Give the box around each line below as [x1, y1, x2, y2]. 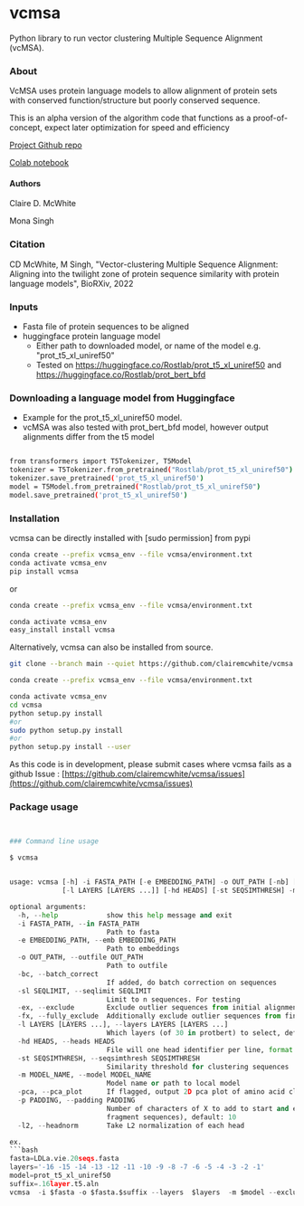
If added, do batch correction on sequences [106, 978, 278, 987]
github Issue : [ [9, 768, 65, 780]
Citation [9, 238, 45, 251]
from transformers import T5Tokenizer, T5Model [9, 457, 193, 466]
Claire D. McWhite [9, 198, 77, 209]
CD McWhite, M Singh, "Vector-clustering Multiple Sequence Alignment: [9, 259, 279, 270]
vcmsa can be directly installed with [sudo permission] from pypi [9, 533, 251, 543]
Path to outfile [106, 962, 168, 971]
